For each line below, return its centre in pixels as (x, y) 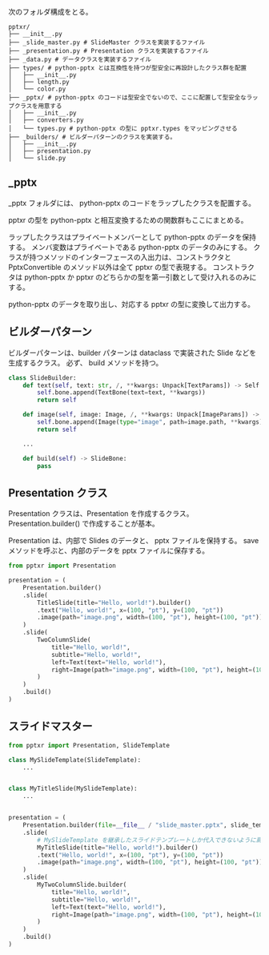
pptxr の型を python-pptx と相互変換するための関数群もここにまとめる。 (128, 220)
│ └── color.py (37, 89)
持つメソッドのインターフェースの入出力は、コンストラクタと (130, 257)
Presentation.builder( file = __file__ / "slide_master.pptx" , (125, 825)
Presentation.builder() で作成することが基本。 (84, 524)
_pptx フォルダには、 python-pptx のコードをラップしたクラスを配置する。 (132, 203)
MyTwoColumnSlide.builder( (82, 884)
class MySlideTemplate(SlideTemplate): (75, 760)
